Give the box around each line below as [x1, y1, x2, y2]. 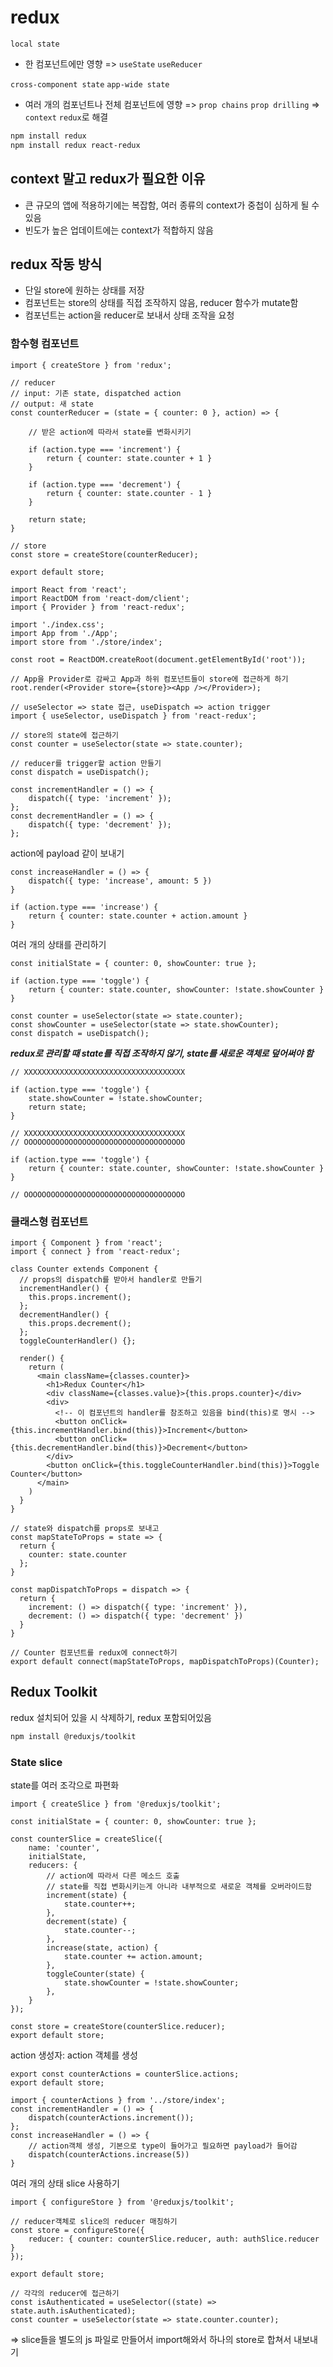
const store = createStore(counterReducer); [10, 549, 199, 560]
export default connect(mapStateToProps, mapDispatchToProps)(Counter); [10, 1656, 320, 1666]
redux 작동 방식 [10, 256, 103, 273]
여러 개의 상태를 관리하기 [10, 938, 107, 950]
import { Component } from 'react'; [10, 1237, 163, 1248]
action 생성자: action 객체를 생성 [10, 2049, 138, 2061]
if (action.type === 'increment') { [28, 444, 182, 455]
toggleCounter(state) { [46, 1969, 145, 1979]
